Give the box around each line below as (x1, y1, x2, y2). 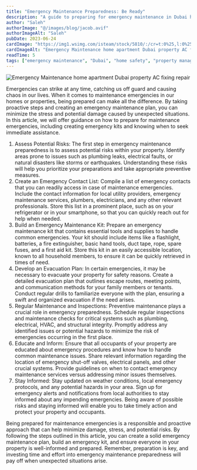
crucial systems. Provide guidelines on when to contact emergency (14, 364, 177, 371)
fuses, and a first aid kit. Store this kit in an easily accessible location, (14, 246, 183, 253)
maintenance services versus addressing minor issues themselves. (14, 371, 177, 378)
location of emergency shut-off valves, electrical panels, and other (14, 359, 176, 366)
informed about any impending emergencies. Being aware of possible (14, 395, 183, 403)
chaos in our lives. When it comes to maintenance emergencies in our (6, 92, 175, 99)
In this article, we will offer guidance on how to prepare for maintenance (6, 116, 180, 123)
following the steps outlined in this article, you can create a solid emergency (6, 432, 190, 439)
